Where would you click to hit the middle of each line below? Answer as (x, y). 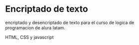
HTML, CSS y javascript (29, 37)
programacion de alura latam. (35, 27)
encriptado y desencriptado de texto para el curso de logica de (70, 22)
